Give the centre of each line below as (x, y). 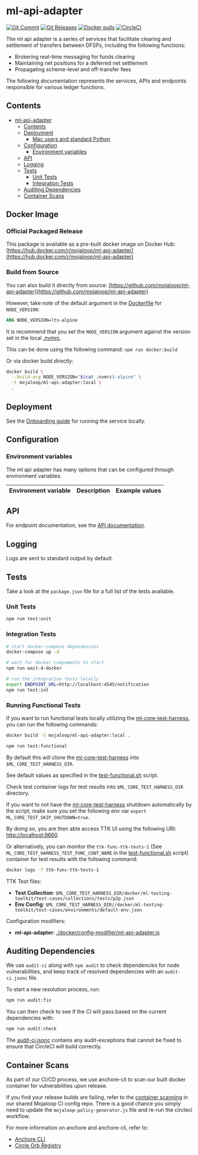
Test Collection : (35, 893)
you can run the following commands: (52, 724)
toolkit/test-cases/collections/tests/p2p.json (74, 898)
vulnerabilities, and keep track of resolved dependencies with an (85, 972)
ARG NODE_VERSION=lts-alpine (42, 320)
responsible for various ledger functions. (56, 87)
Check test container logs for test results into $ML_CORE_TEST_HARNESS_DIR (95, 786)
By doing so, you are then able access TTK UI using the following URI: (91, 829)
